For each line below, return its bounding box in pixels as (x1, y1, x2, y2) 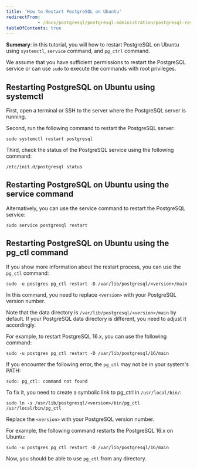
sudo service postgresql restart (6, 222, 88, 228)
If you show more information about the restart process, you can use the (6, 263, 181, 270)
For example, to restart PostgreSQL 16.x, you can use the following (6, 333, 167, 340)
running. (6, 113, 26, 121)
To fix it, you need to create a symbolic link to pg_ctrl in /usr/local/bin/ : (6, 389, 182, 396)
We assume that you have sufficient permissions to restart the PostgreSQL (6, 59, 186, 66)
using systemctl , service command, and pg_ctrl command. (6, 48, 151, 55)
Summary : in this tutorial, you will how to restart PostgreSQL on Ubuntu (6, 41, 179, 48)
